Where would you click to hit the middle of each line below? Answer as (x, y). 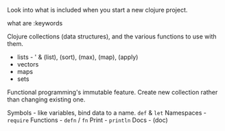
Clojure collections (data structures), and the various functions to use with (112, 36)
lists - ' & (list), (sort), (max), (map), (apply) (78, 57)
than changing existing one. (46, 99)
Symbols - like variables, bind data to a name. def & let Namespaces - (107, 113)
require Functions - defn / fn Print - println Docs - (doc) (87, 120)
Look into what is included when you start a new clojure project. (97, 10)
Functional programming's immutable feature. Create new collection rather (113, 92)
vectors (28, 64)
